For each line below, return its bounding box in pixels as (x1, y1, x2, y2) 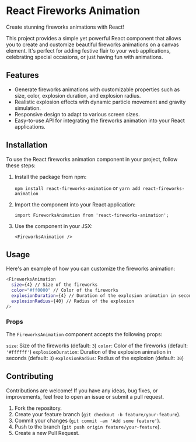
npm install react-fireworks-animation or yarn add (14, 184, 141, 191)
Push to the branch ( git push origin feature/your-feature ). (14, 423, 162, 430)
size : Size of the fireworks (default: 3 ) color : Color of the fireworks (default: (6, 342, 188, 349)
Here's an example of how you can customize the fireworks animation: (6, 265, 176, 272)
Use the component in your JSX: (14, 222, 93, 229)
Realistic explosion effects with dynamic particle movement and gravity (14, 98, 186, 105)
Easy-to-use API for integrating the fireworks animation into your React (14, 117, 185, 124)
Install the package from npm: (14, 173, 87, 180)
